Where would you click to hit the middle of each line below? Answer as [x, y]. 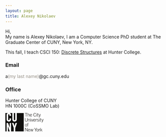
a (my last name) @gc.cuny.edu [37, 76]
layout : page [19, 11]
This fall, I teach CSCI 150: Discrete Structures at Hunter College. [73, 52]
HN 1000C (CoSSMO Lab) [32, 106]
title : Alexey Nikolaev [31, 16]
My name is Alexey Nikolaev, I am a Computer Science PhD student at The [83, 37]
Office [13, 89]
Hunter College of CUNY [31, 101]
